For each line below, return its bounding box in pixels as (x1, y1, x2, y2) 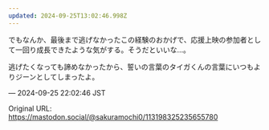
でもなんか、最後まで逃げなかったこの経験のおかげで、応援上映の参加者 (8, 35, 247, 44)
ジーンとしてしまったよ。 (14, 71, 100, 81)
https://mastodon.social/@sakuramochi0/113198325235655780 (8, 112, 218, 121)
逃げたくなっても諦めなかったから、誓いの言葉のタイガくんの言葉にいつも (8, 62, 255, 71)
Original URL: (8, 104, 52, 113)
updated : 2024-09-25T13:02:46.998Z (8, 11, 128, 20)
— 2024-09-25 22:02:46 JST (8, 87, 106, 97)
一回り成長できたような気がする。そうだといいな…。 (14, 45, 191, 55)
